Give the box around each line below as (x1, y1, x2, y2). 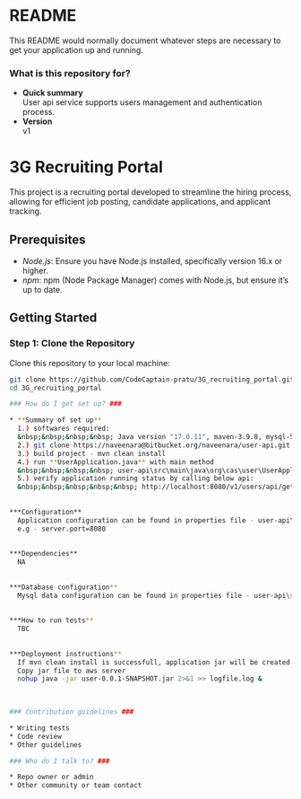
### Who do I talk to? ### (9, 756, 110, 766)
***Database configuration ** (9, 583, 118, 592)
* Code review (9, 732, 63, 741)
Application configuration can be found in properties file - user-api (17, 515, 291, 525)
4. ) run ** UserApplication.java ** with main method (17, 457, 215, 467)
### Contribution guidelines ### (9, 707, 134, 716)
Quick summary (21, 87, 83, 99)
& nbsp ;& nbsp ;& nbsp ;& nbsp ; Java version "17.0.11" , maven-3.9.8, (17, 433, 262, 442)
